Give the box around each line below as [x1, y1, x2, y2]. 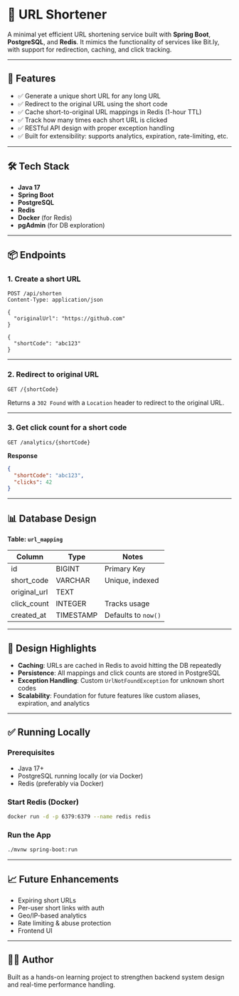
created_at [11, 610, 47, 620]
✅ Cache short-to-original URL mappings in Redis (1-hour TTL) [17, 107, 202, 116]
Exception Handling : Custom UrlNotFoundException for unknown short [17, 676, 225, 684]
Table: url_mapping [7, 535, 63, 544]
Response [7, 451, 38, 459]
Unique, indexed [104, 576, 159, 586]
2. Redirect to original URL [7, 370, 100, 380]
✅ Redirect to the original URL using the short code [17, 99, 168, 108]
